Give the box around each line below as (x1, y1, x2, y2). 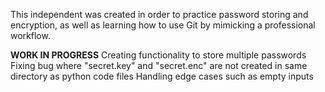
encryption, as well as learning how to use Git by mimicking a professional (10, 19, 316, 31)
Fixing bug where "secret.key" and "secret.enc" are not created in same (10, 60, 308, 71)
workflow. (10, 30, 51, 41)
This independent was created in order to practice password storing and (10, 9, 309, 20)
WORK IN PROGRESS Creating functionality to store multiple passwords (10, 49, 307, 61)
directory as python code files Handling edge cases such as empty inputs (10, 70, 314, 82)
